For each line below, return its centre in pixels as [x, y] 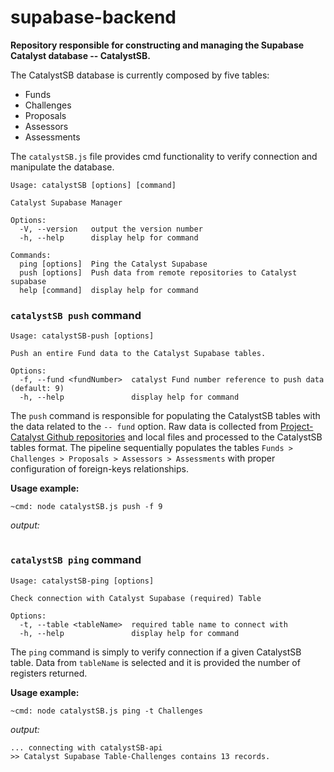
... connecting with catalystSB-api [86, 747]
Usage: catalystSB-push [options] [82, 336]
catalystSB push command [76, 315]
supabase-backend [93, 17]
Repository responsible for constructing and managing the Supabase [157, 45]
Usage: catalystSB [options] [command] [93, 185]
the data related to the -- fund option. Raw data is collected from [144, 427]
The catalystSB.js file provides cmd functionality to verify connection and [164, 156]
